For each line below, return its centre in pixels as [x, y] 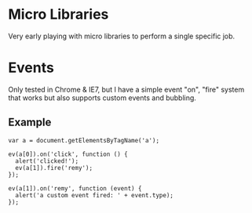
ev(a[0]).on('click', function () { [68, 154]
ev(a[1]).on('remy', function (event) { [75, 188]
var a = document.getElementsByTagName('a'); [84, 140]
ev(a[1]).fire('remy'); [54, 168]
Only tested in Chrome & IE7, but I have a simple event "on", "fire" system [126, 89]
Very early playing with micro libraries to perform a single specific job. [122, 36]
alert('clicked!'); [47, 161]
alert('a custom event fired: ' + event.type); [95, 195]
